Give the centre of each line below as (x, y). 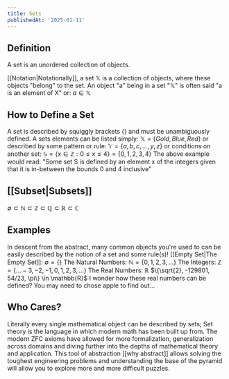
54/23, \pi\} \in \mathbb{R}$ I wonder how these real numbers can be (107, 278)
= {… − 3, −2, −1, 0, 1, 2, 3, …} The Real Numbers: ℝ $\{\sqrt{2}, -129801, (109, 270)
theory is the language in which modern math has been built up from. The (112, 331)
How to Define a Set (51, 115)
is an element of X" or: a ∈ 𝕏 (49, 93)
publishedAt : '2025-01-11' (46, 20)
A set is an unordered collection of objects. (69, 65)
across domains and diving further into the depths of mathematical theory (113, 346)
